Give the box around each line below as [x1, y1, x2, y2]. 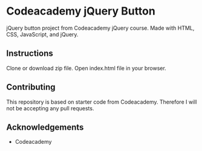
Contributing [6, 82, 56, 92]
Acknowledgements [6, 122, 84, 132]
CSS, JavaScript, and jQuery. [6, 30, 79, 38]
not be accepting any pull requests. [6, 104, 94, 112]
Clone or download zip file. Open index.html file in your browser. [6, 64, 166, 72]
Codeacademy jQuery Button [6, 4, 155, 18]
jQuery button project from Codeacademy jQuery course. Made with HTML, [6, 24, 195, 32]
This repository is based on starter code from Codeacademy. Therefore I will [6, 98, 197, 106]
